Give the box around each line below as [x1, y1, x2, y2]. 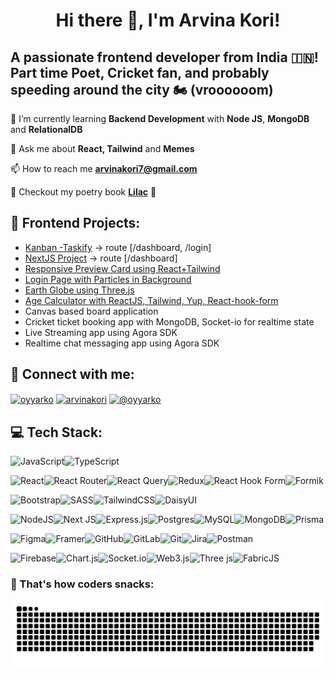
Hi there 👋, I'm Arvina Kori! [55, 9, 281, 32]
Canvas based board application [24, 305, 159, 317]
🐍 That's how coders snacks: [10, 577, 155, 591]
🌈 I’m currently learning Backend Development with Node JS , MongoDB [10, 113, 310, 124]
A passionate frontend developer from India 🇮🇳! [10, 49, 319, 66]
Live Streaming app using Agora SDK [24, 326, 178, 338]
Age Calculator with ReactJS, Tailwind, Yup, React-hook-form [24, 294, 279, 306]
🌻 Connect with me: [10, 366, 135, 383]
